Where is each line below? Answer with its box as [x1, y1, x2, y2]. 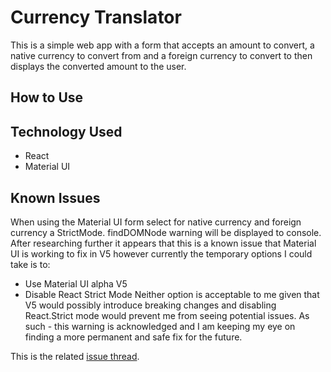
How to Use [10, 89, 84, 106]
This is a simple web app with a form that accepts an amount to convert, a [10, 39, 315, 51]
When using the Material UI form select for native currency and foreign [10, 216, 302, 228]
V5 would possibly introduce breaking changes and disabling [24, 299, 277, 311]
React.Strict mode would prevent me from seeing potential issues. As [24, 309, 310, 321]
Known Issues [10, 189, 101, 206]
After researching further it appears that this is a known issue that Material [10, 237, 317, 249]
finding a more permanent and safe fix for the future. [24, 331, 243, 343]
